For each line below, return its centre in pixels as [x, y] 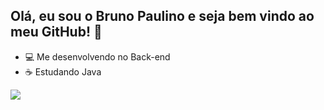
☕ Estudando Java [63, 71]
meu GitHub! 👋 [56, 32]
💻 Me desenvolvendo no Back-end [97, 56]
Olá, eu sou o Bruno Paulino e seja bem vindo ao [162, 16]
